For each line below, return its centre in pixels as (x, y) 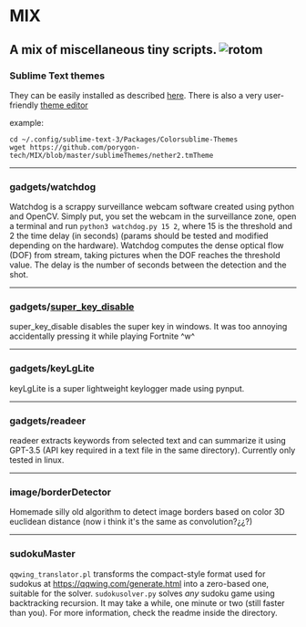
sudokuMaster (42, 554)
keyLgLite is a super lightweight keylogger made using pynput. (127, 388)
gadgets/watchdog (53, 186)
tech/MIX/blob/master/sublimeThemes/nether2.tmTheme (112, 155)
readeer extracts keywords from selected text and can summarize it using (148, 441)
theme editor (64, 105)
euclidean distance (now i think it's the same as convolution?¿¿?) (131, 522)
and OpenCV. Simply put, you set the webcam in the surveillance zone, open (153, 216)
